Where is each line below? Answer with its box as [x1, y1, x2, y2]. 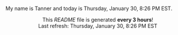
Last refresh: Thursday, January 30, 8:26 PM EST [38, 23, 158, 29]
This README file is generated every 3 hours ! [42, 16, 153, 23]
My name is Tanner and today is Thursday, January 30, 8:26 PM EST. [5, 5, 173, 12]
